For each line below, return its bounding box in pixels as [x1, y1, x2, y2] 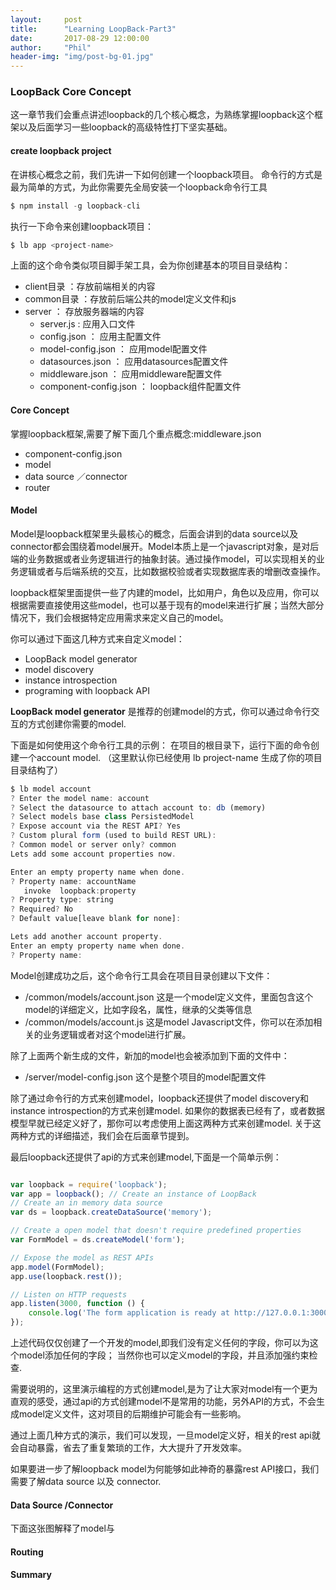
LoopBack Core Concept [10, 85, 132, 99]
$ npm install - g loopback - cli [10, 201, 141, 211]
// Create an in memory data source [10, 1198, 163, 1208]
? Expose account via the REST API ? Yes [10, 821, 182, 831]
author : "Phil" [10, 42, 92, 53]
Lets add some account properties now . [10, 849, 177, 859]
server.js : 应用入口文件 [39, 318, 136, 330]
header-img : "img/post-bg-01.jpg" [10, 52, 155, 62]
